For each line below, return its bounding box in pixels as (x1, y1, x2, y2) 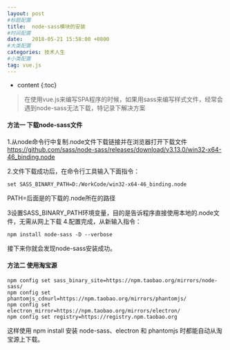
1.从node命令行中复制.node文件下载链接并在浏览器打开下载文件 (7, 137, 188, 146)
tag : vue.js (7, 62, 41, 69)
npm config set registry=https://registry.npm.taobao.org (7, 313, 178, 321)
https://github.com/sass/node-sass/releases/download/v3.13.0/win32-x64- (7, 145, 222, 153)
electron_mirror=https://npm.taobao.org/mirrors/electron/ (7, 308, 181, 315)
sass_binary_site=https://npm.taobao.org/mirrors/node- (53, 277, 218, 284)
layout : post (7, 10, 45, 17)
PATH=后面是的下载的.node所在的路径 (7, 193, 116, 202)
